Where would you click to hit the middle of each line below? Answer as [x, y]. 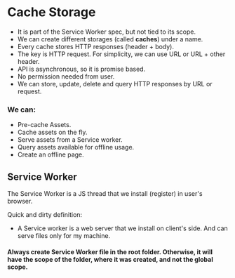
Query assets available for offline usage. [76, 147]
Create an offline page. [51, 154]
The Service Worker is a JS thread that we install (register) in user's [105, 194]
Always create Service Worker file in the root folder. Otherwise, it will [110, 252]
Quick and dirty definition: [45, 215]
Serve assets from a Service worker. [70, 140]
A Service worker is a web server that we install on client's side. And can [122, 228]
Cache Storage [52, 12]
